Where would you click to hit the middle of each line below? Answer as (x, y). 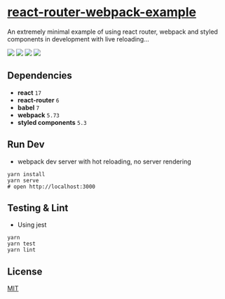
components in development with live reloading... (78, 39)
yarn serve (23, 180)
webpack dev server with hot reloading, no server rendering (104, 161)
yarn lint (22, 250)
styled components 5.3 (52, 122)
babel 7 (28, 107)
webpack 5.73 (38, 115)
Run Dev (26, 145)
